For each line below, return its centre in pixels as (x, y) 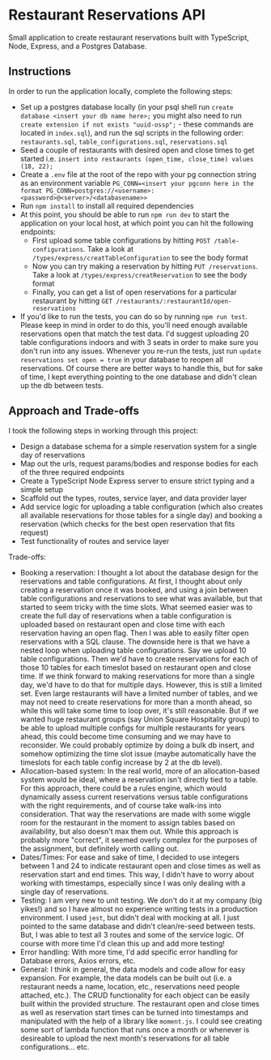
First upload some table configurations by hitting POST (121, 240)
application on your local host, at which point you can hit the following (137, 223)
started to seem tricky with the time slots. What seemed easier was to (136, 607)
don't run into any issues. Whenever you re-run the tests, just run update (140, 351)
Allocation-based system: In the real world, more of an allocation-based (140, 771)
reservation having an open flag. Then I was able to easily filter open (134, 633)
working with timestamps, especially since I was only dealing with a (133, 883)
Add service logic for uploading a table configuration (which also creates (142, 506)
